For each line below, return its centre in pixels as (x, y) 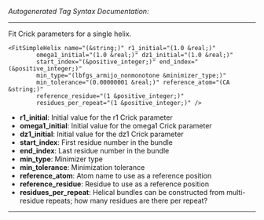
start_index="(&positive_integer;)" (96, 62)
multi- (236, 192)
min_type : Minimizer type (61, 159)
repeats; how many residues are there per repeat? (127, 200)
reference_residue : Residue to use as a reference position (114, 184)
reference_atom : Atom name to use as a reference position (115, 176)
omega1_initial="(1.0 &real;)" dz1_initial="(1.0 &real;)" (135, 55)
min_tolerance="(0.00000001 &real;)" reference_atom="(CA (133, 82)
